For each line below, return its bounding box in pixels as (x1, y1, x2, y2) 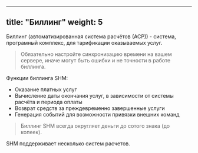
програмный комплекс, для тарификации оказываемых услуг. (6, 39, 163, 46)
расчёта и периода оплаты (14, 98, 82, 105)
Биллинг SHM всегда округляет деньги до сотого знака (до (20, 122, 170, 129)
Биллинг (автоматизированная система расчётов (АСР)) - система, (6, 33, 177, 40)
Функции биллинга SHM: (6, 74, 68, 81)
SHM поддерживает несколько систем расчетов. (6, 139, 131, 147)
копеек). (20, 128, 42, 135)
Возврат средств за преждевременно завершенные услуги (14, 104, 165, 112)
